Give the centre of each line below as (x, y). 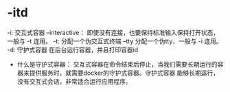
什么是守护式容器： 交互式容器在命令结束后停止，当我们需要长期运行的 (117, 64)
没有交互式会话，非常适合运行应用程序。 (74, 81)
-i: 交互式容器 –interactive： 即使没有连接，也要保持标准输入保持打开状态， (113, 32)
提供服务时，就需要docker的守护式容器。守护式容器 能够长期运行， (124, 73)
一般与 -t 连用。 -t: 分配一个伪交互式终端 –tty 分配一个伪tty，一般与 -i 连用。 (115, 41)
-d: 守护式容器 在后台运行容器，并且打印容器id (73, 49)
